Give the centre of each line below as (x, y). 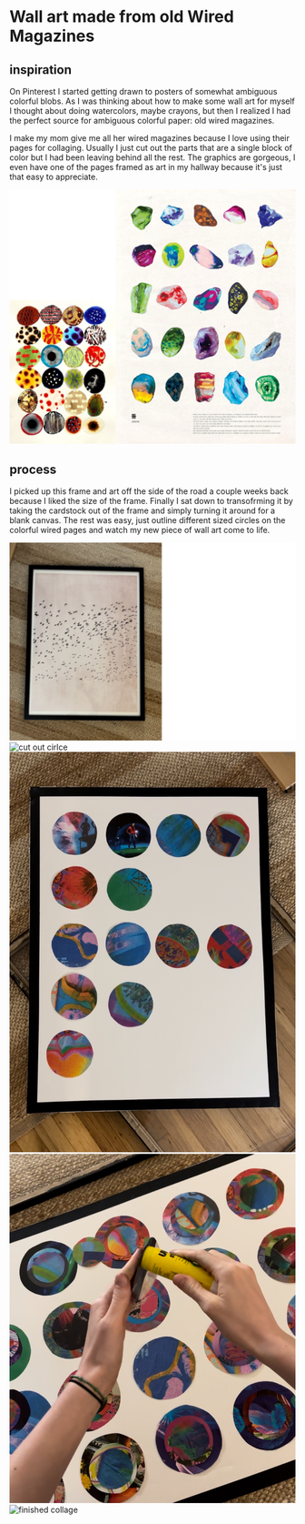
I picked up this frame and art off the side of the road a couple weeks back (149, 491)
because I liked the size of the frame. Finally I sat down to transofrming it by (151, 501)
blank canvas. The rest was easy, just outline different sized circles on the (148, 520)
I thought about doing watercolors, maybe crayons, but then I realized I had (150, 111)
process (33, 469)
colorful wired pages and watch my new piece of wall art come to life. (140, 530)
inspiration (41, 70)
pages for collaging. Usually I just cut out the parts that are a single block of (151, 148)
